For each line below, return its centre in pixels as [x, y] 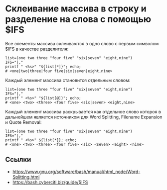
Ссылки [18, 160]
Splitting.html [26, 177]
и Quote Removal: [23, 122]
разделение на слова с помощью [78, 19]
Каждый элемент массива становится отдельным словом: [68, 80]
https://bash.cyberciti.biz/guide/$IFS [50, 182]
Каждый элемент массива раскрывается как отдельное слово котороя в [83, 111]
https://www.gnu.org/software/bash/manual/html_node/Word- [76, 172]
